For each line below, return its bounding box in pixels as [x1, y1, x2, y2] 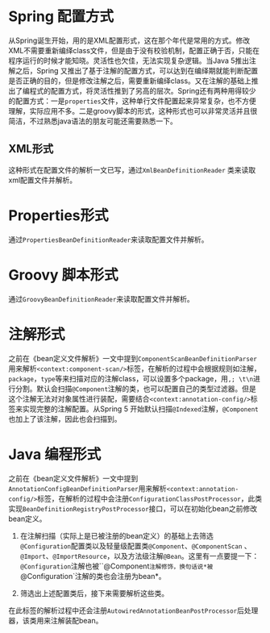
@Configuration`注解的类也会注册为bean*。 [19, 571, 166, 581]
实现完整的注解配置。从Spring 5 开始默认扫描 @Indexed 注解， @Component [22, 404, 260, 414]
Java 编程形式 [8, 445, 102, 464]
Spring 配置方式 [8, 7, 114, 26]
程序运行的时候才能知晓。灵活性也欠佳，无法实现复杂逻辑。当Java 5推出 [8, 56, 250, 65]
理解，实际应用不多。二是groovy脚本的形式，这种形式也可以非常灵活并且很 [8, 106, 258, 115]
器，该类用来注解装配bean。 [8, 615, 103, 625]
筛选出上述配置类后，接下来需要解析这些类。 [19, 588, 169, 598]
